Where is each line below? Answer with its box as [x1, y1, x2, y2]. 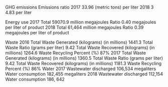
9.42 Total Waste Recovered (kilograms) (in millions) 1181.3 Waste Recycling [5, 61, 162, 66]
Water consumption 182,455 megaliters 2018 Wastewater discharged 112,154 [5, 71, 163, 77]
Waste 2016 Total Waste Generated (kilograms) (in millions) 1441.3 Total [5, 39, 153, 45]
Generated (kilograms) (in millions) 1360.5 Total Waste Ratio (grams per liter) [5, 55, 163, 61]
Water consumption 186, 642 [5, 77, 65, 82]
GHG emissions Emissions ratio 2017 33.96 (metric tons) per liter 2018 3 [5, 4, 154, 10]
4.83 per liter [5, 9, 32, 15]
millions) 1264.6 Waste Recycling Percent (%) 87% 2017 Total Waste [5, 50, 146, 56]
